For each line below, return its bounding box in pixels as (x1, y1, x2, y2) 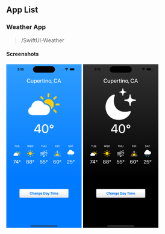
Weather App (6, 23, 46, 31)
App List (6, 5, 39, 15)
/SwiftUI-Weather (20, 36, 64, 44)
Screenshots (6, 51, 39, 58)
